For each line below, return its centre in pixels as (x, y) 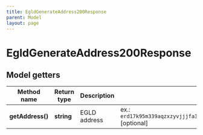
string (63, 116)
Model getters (33, 75)
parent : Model (24, 17)
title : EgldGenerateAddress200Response (56, 12)
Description (97, 96)
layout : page (23, 23)
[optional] (134, 123)
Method (29, 92)
